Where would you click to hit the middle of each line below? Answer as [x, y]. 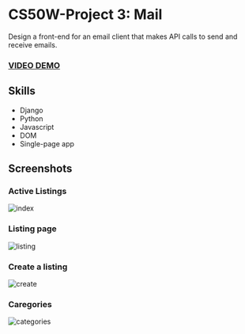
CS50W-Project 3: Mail [85, 15]
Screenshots [40, 169]
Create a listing [38, 267]
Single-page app [47, 143]
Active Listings [38, 191]
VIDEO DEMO [34, 65]
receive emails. [33, 44]
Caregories [30, 304]
